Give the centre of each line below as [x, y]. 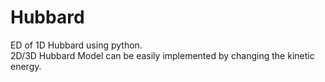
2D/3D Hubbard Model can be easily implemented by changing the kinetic [162, 55]
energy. [26, 66]
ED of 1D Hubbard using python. [76, 45]
